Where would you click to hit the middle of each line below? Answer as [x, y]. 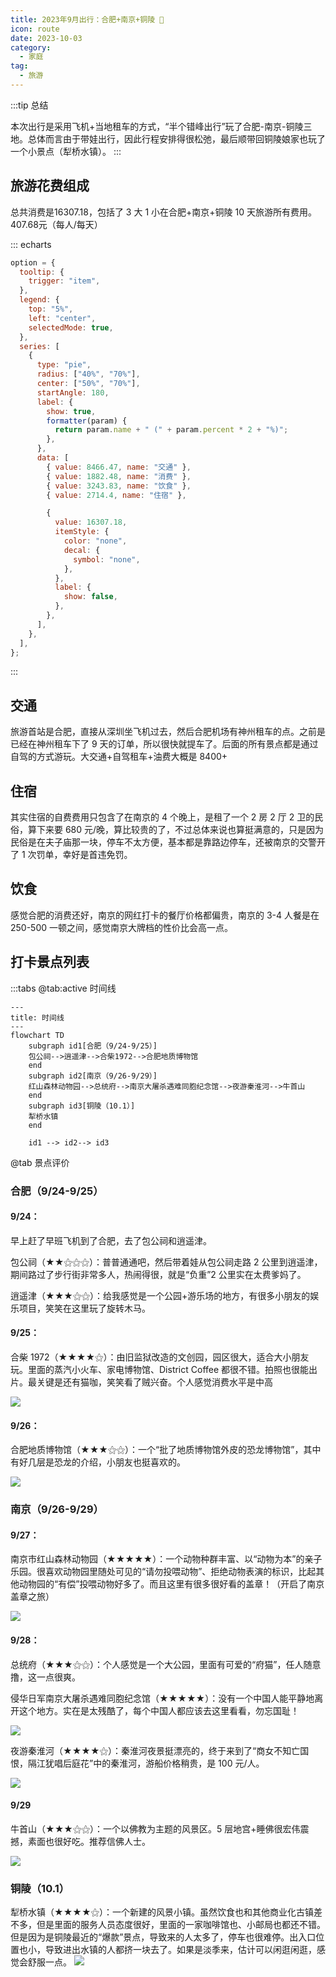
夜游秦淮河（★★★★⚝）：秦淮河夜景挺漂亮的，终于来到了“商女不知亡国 [160, 1750]
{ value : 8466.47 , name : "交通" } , [119, 467]
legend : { [39, 300]
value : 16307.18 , [91, 522]
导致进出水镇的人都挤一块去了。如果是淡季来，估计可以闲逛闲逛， [180, 1950]
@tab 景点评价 [40, 1162]
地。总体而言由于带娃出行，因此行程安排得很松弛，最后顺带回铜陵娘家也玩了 [168, 138]
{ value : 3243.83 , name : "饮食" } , [119, 486]
